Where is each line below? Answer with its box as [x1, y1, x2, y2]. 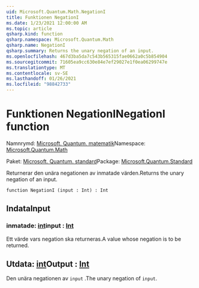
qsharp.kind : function [6, 31, 63, 37]
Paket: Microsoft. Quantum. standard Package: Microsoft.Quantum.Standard [6, 157, 193, 165]
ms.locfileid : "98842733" [6, 82, 71, 88]
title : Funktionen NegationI [6, 14, 79, 20]
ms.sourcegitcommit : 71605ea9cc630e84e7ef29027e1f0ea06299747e [6, 59, 168, 65]
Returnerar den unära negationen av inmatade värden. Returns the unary [6, 169, 185, 176]
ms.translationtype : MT [6, 64, 66, 71]
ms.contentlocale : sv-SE [6, 70, 68, 76]
